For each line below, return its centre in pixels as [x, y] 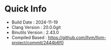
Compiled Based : [29, 37]
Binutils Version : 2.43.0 [35, 32]
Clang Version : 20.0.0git [36, 27]
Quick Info [26, 9]
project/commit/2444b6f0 [37, 42]
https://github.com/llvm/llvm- [77, 37]
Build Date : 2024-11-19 [35, 22]
